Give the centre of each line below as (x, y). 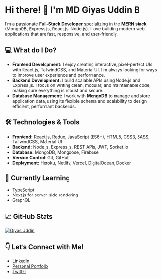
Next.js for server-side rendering (45, 195)
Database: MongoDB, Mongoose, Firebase (55, 152)
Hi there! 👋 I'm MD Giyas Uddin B (73, 10)
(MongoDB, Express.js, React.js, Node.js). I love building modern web (75, 28)
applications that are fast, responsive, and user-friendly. (62, 34)
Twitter (19, 271)
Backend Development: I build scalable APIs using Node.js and (76, 80)
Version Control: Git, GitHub (41, 157)
